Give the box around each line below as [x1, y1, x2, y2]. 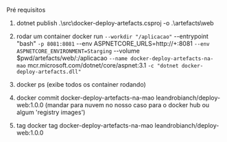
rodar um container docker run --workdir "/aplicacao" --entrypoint [16, 32, 208, 40]
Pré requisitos [6, 6, 46, 14]
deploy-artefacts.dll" [16, 68, 82, 75]
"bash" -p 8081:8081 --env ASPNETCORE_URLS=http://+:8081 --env [16, 40, 210, 47]
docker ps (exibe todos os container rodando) [16, 81, 147, 88]
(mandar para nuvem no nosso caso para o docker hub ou [45, 101, 210, 109]
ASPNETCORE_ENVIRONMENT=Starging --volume [16, 47, 140, 55]
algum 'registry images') [16, 109, 86, 116]
